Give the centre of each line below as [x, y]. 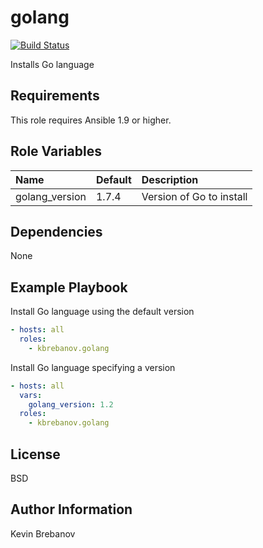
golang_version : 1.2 [71, 404]
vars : [31, 395]
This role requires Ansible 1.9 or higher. [91, 120]
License [35, 454]
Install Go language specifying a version [93, 367]
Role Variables [56, 151]
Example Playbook [69, 287]
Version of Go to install [194, 196]
